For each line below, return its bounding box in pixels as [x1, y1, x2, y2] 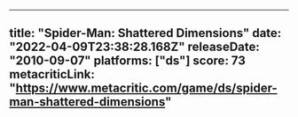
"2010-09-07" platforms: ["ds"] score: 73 [9, 54, 247, 69]
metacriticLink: [9, 67, 95, 82]
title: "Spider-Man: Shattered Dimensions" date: [9, 26, 282, 40]
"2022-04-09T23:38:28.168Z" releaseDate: [9, 40, 260, 55]
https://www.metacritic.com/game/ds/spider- [15, 81, 278, 96]
